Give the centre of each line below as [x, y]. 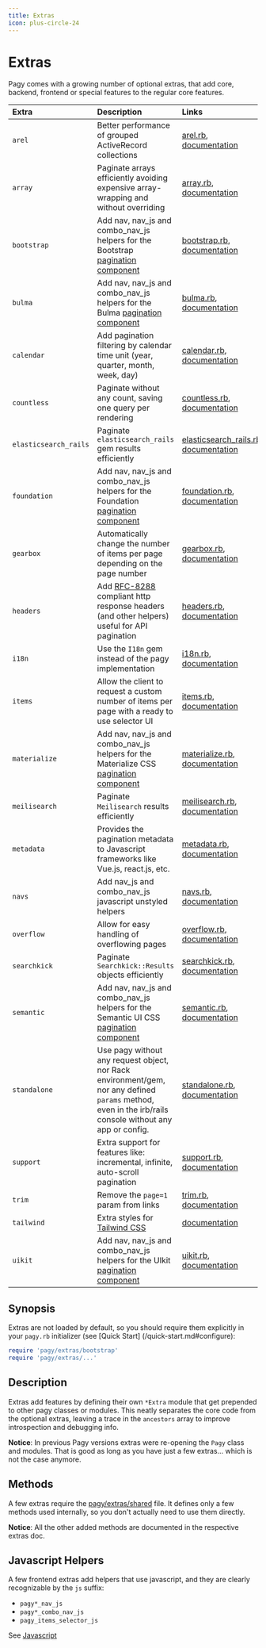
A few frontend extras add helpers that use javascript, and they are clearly [129, 1580]
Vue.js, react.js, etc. [133, 869]
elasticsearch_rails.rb [221, 439]
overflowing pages [132, 945]
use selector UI [125, 721]
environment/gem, [131, 1080]
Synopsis [32, 1308]
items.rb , [198, 696]
